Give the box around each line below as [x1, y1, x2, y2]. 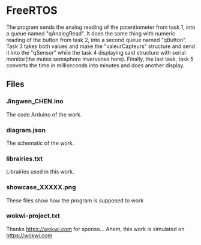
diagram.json [6, 126, 46, 134]
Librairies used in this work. [6, 168, 75, 175]
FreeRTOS [6, 4, 58, 17]
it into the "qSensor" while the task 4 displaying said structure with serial [6, 49, 186, 56]
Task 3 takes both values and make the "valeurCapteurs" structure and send [6, 43, 196, 50]
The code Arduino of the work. [6, 110, 82, 118]
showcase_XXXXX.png [6, 183, 76, 192]
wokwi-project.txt [6, 211, 60, 220]
